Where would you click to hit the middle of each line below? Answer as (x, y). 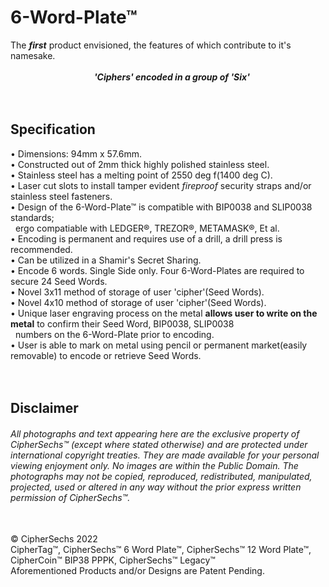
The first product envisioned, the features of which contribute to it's (151, 45)
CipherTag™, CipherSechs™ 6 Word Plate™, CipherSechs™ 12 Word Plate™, (161, 550)
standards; (32, 217)
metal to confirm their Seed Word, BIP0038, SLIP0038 (122, 323)
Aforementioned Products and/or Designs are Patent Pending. (137, 571)
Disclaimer (44, 408)
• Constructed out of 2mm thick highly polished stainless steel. (140, 164)
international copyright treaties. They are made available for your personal (165, 455)
